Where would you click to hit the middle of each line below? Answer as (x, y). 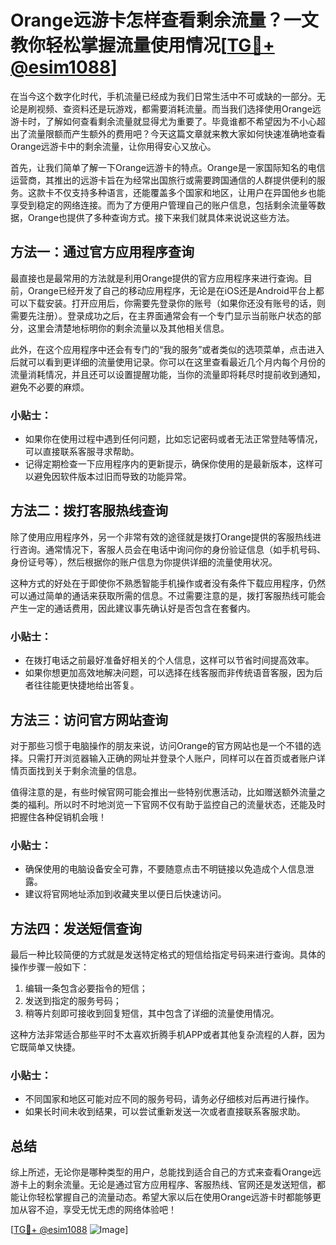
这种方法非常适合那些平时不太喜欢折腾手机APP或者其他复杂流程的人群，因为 (168, 1035)
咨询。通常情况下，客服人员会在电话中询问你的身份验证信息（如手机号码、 (172, 549)
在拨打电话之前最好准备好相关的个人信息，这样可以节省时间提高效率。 (169, 660)
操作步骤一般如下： (50, 967)
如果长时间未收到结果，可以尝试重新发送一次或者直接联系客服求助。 (165, 1112)
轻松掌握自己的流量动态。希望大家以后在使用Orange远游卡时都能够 (174, 1197)
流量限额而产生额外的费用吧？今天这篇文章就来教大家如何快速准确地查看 (176, 133)
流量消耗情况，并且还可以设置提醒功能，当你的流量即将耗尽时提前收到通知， (168, 374)
